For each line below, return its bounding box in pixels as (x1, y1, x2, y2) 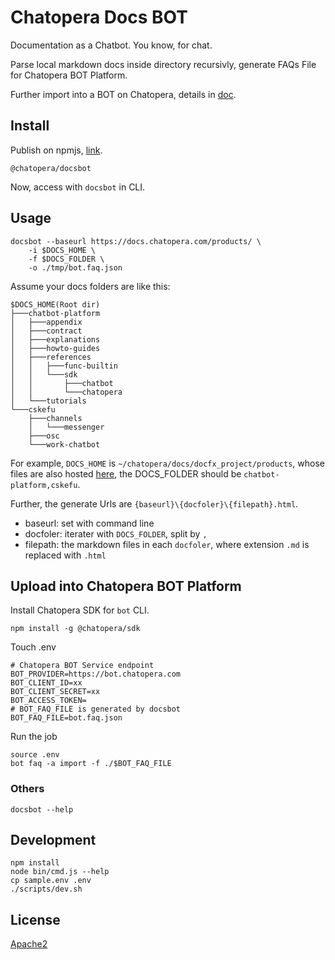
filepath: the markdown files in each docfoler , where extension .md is (24, 538, 310, 550)
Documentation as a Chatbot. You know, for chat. (10, 39, 213, 51)
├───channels (28, 413, 83, 423)
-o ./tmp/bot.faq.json (28, 262, 123, 273)
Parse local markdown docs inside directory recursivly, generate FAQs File (10, 58, 317, 70)
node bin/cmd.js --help (10, 867, 110, 877)
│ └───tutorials (10, 396, 87, 406)
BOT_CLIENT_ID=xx (10, 678, 83, 688)
